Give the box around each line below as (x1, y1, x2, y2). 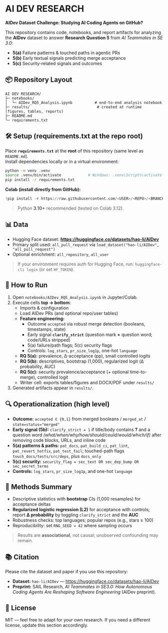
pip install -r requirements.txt (5, 178, 75, 183)
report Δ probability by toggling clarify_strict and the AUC (12, 512, 138, 518)
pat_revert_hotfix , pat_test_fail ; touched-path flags (12, 447, 125, 454)
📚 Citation (5, 553, 39, 561)
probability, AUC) (19, 363, 56, 369)
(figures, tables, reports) (5, 109, 64, 114)
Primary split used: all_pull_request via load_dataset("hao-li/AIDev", (12, 241, 159, 247)
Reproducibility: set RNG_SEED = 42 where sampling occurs (12, 523, 132, 529)
